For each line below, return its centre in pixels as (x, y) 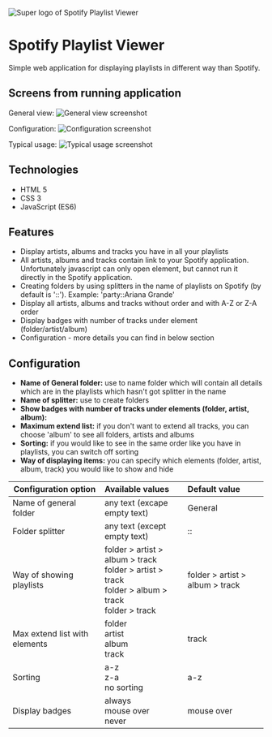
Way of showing (43, 575)
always (118, 700)
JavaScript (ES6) (48, 206)
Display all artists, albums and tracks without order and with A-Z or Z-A (138, 304)
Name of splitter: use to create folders (85, 400)
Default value (214, 489)
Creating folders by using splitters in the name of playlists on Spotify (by (140, 286)
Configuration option (55, 489)
